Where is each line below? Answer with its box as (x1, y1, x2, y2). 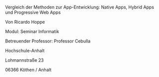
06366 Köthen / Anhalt (5, 67, 52, 73)
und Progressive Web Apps (5, 9, 61, 15)
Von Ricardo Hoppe (5, 19, 45, 25)
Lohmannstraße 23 (5, 57, 44, 63)
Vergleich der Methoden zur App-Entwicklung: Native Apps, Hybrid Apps (5, 4, 155, 10)
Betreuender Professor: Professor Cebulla (5, 38, 91, 44)
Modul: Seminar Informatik (5, 29, 59, 34)
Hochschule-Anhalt (5, 48, 45, 53)
